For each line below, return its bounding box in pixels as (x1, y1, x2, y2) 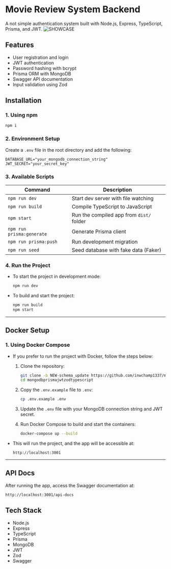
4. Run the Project (5, 262, 50, 269)
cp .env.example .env (20, 397, 66, 402)
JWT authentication (12, 60, 54, 66)
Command (24, 186, 50, 193)
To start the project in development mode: (12, 273, 101, 279)
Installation (5, 96, 42, 105)
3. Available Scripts (5, 173, 54, 180)
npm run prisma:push (8, 239, 58, 245)
